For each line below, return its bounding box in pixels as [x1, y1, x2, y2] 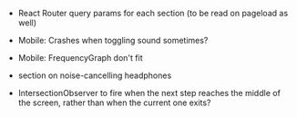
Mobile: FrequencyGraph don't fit [17, 53, 143, 63]
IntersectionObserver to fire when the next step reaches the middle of [17, 88, 281, 98]
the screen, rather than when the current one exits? [17, 97, 211, 108]
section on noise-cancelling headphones [17, 70, 172, 81]
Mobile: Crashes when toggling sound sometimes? [17, 35, 209, 45]
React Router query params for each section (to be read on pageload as [17, 8, 289, 18]
